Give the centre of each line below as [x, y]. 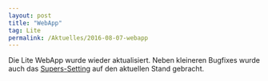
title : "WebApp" [35, 23]
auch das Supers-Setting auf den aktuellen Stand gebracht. [106, 69]
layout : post [30, 15]
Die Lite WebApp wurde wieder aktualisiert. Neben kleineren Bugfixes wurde [134, 60]
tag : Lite [25, 30]
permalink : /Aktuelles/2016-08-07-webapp [78, 38]
